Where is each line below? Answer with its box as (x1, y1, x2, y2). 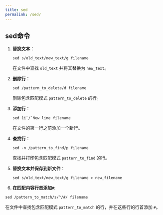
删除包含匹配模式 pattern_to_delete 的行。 (12, 95, 101, 101)
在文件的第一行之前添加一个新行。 (12, 125, 83, 131)
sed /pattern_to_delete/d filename (12, 86, 87, 91)
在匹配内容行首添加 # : (12, 185, 56, 191)
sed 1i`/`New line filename (12, 116, 71, 121)
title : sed (5, 7, 28, 12)
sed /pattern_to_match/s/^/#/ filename (5, 195, 88, 200)
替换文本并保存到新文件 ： (12, 166, 65, 172)
